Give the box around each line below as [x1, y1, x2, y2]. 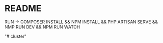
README [4, 3, 42, 14]
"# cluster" [4, 33, 27, 39]
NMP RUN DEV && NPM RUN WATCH [4, 24, 80, 29]
